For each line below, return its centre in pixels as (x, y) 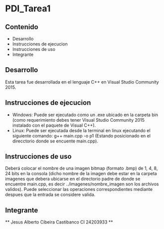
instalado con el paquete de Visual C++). (54, 125)
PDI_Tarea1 (28, 9)
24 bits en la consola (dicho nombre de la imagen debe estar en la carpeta (81, 174)
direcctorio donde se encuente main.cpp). (55, 141)
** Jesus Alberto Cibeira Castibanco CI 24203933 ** (59, 222)
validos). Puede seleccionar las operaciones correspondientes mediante (79, 189)
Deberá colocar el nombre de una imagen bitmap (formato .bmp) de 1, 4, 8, (82, 168)
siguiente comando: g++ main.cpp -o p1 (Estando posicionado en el (82, 136)
